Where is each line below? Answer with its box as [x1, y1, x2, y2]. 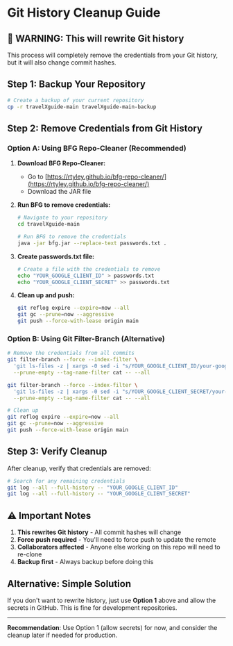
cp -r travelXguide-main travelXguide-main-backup [7, 103, 157, 110]
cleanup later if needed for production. [7, 631, 118, 639]
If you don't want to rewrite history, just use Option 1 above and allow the [7, 596, 216, 604]
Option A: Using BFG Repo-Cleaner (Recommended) [7, 143, 187, 153]
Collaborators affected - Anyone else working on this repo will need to [17, 543, 221, 552]
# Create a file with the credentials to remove [17, 265, 161, 272]
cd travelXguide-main [17, 221, 80, 228]
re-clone [17, 550, 42, 558]
